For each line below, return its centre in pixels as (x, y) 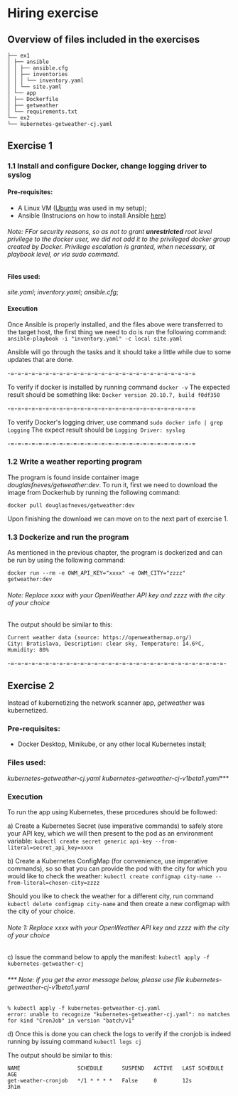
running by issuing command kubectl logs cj (75, 1042)
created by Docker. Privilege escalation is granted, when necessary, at (111, 247)
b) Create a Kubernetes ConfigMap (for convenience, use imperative (108, 861)
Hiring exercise (53, 13)
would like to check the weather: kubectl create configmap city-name (110, 876)
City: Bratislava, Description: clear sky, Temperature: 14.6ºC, (106, 644)
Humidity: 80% (28, 650)
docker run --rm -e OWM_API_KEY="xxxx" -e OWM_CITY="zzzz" (97, 573)
